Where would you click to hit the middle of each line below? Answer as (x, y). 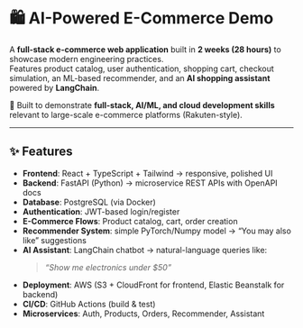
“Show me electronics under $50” (108, 267)
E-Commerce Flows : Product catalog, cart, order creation (130, 221)
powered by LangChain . (55, 87)
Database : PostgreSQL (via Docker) (89, 202)
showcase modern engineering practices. (87, 59)
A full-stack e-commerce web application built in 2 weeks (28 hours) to (145, 49)
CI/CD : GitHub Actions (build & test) (89, 304)
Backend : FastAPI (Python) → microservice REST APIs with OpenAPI (150, 183)
